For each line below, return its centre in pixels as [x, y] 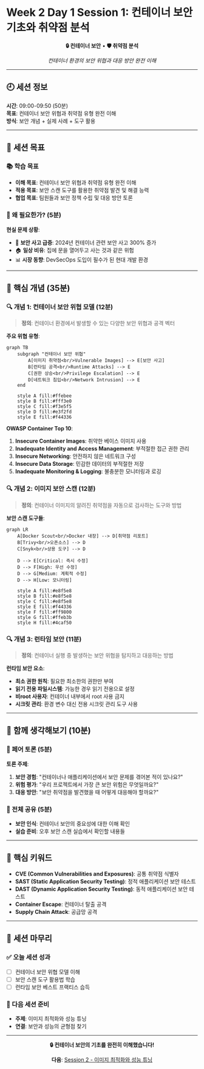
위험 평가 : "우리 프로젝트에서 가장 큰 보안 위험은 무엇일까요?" [87, 784]
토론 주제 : [18, 764]
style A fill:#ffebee [44, 396]
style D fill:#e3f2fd [44, 412]
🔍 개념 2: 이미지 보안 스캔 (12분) [51, 489]
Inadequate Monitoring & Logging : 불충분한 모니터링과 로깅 [88, 471]
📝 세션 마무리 [29, 939]
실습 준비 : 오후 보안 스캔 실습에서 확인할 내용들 [70, 831]
